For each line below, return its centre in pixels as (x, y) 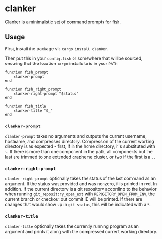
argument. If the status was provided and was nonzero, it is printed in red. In (81, 184)
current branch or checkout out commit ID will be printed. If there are (74, 199)
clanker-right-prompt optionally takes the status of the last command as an (81, 179)
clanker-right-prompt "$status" (46, 93)
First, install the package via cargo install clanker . (57, 48)
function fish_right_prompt (33, 89)
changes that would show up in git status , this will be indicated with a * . (78, 205)
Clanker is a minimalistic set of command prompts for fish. (63, 22)
